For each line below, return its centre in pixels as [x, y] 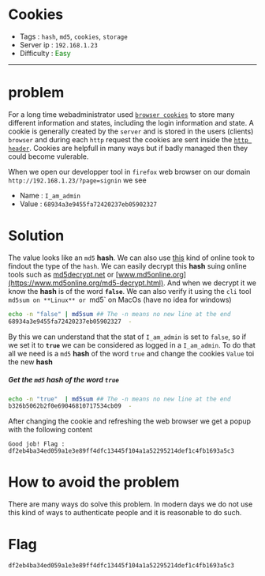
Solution [36, 236]
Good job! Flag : [37, 444]
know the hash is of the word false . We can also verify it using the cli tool [130, 291]
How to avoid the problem [94, 482]
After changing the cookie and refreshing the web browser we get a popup [129, 421]
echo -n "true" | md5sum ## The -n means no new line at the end [119, 399]
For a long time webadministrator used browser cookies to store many [121, 114]
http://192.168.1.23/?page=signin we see [78, 180]
